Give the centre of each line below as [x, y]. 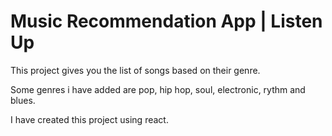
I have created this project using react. [89, 119]
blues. [23, 100]
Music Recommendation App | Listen [166, 21]
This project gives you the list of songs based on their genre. [135, 70]
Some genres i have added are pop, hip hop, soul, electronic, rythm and [158, 89]
